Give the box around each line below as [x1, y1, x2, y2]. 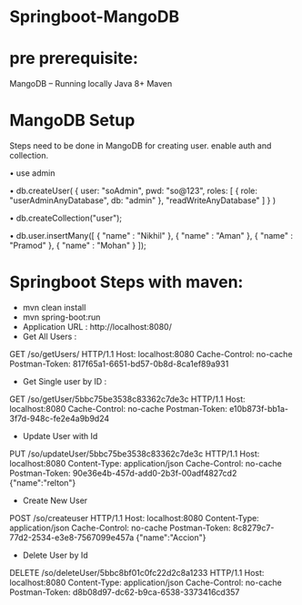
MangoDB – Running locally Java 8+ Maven [9, 78, 173, 89]
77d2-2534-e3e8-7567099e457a [9, 532, 135, 543]
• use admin [9, 168, 55, 179]
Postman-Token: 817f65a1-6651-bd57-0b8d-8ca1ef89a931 [9, 358, 229, 369]
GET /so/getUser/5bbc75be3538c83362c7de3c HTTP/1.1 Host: [9, 394, 246, 405]
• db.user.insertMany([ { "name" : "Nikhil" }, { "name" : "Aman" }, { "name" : [9, 231, 294, 241]
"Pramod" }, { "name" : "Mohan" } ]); [9, 240, 147, 251]
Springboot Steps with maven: [9, 272, 244, 292]
